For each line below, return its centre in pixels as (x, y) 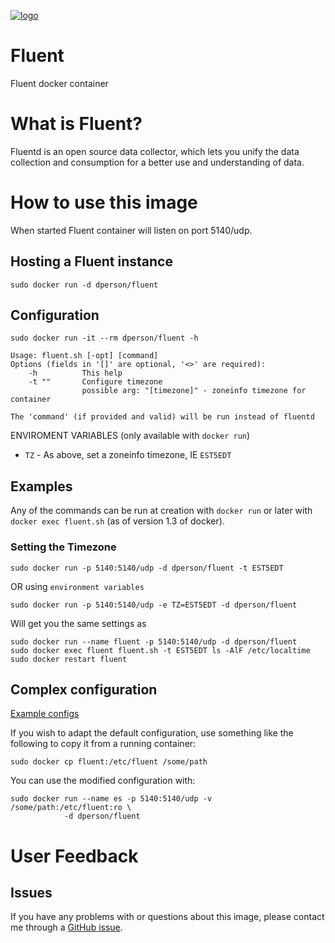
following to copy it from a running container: (103, 744)
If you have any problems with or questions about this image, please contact (167, 917)
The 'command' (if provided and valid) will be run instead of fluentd (162, 417)
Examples (41, 486)
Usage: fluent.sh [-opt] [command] (84, 356)
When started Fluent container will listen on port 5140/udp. (131, 230)
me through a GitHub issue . (66, 927)
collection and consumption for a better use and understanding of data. (157, 162)
